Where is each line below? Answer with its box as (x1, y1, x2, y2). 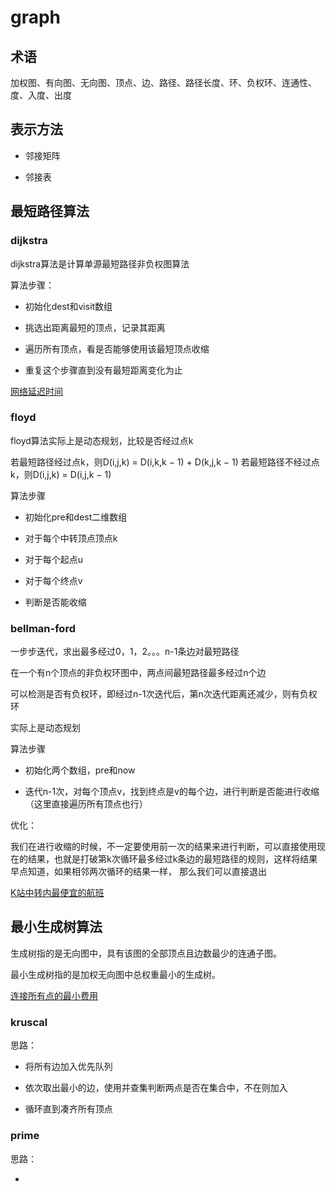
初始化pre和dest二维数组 (24, 511, 128, 523)
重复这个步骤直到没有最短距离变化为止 (24, 364, 183, 376)
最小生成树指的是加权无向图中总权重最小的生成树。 (10, 968, 221, 980)
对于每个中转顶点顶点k (24, 532, 118, 544)
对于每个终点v (24, 574, 83, 586)
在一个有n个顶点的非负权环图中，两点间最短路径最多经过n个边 (10, 667, 267, 679)
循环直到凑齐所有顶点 (24, 1103, 113, 1115)
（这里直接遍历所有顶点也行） (24, 798, 148, 810)
